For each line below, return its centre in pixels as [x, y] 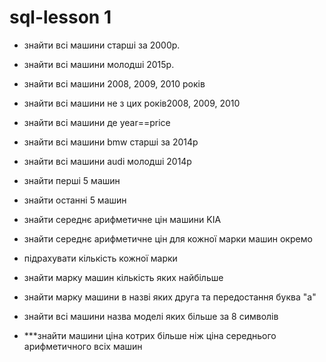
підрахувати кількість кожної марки [100, 258]
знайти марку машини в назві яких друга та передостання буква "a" [170, 297]
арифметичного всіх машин [83, 346]
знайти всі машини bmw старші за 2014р [111, 142]
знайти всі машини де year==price [97, 122]
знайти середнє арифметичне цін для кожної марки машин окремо [168, 238]
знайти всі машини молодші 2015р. [99, 64]
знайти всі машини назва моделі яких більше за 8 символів [151, 316]
